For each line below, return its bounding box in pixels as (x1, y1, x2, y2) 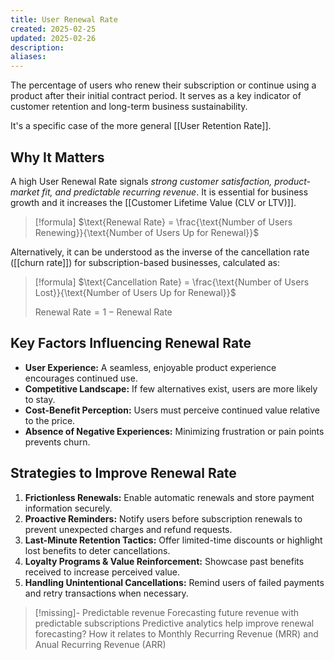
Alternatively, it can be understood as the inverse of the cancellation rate (10, 246, 310, 258)
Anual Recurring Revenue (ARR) (34, 638, 167, 650)
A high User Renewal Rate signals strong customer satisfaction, (10, 175, 273, 187)
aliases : (10, 52, 47, 62)
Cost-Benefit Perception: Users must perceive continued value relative (24, 404, 320, 416)
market (10, 186, 40, 198)
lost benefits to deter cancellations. (24, 544, 171, 556)
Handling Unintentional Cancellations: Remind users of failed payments (24, 576, 325, 588)
